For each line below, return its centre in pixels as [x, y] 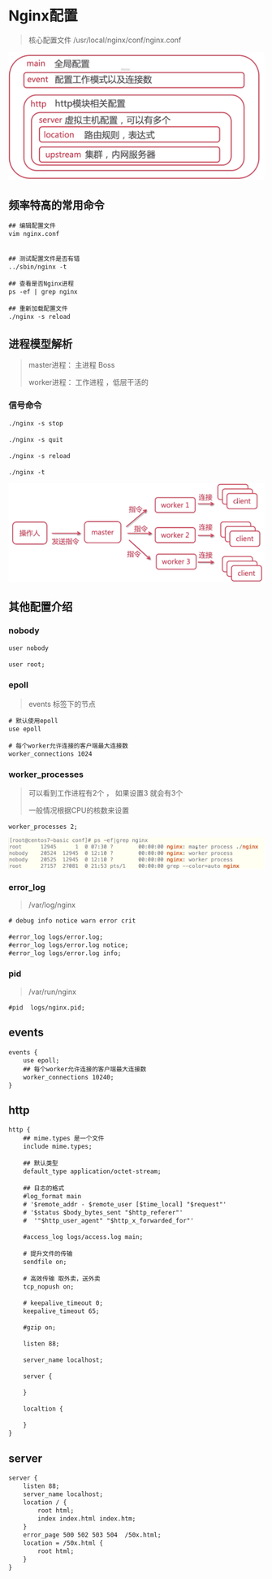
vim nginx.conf [34, 234]
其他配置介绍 [41, 607]
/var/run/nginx [52, 992]
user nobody [28, 648]
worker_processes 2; [43, 827]
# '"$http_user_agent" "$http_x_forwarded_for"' [109, 1221]
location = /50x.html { [63, 1543]
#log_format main [52, 1197]
